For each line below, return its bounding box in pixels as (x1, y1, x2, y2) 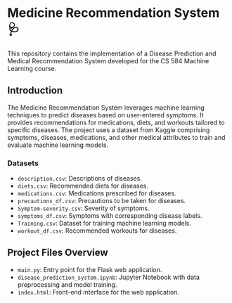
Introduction (7, 84, 63, 96)
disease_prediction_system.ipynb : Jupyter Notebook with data (17, 273, 200, 281)
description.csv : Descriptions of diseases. (17, 174, 143, 183)
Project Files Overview (7, 247, 108, 259)
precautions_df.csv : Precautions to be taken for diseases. (17, 197, 186, 205)
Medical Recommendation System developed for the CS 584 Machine (7, 56, 210, 65)
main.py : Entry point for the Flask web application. (17, 265, 162, 273)
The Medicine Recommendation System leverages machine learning (7, 103, 205, 112)
